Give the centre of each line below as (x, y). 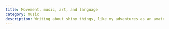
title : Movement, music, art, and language (52, 10)
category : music (22, 14)
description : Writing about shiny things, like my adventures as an (78, 19)
